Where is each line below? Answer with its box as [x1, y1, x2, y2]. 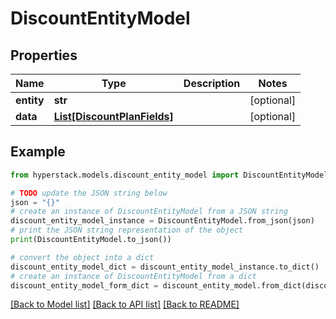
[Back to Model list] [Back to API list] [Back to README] [10, 298, 240, 311]
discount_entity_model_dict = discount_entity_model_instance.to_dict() [10, 262, 320, 272]
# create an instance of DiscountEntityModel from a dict [10, 271, 257, 281]
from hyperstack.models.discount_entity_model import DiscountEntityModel [10, 170, 329, 180]
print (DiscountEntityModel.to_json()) [10, 235, 172, 245]
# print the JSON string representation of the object [10, 225, 244, 236]
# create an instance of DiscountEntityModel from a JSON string [10, 207, 288, 217]
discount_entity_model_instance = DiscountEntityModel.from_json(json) [10, 216, 315, 226]
